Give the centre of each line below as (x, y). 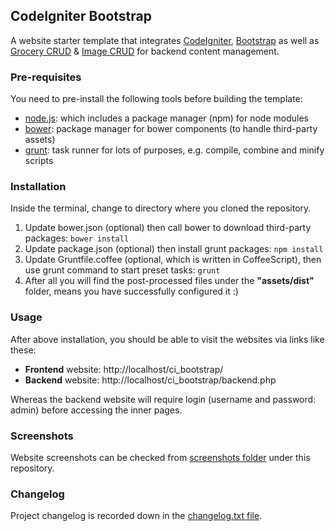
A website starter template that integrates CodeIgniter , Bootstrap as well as (165, 40)
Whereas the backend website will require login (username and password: (163, 399)
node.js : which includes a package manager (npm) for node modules (166, 118)
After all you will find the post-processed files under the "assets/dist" (169, 281)
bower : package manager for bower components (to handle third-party (171, 129)
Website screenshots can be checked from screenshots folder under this (160, 457)
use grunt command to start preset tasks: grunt (122, 270)
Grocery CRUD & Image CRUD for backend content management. (145, 51)
